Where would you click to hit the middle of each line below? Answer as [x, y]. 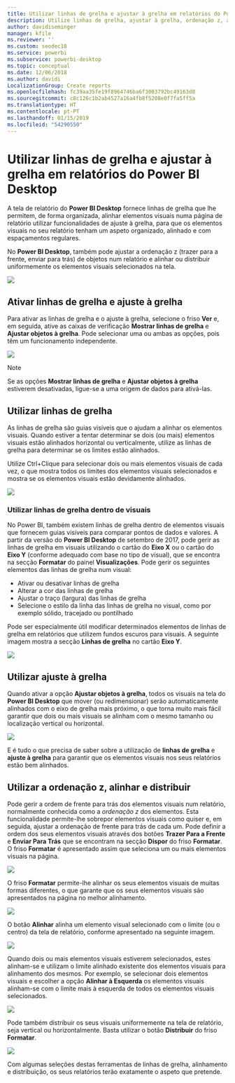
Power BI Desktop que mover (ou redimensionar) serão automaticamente [113, 701]
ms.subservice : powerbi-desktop [54, 60]
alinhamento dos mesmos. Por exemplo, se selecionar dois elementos [108, 973]
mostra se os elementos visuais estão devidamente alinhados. [97, 479]
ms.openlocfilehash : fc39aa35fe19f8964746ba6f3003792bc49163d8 [101, 92]
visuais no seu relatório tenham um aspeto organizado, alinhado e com [109, 231]
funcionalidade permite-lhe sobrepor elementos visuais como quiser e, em [115, 819]
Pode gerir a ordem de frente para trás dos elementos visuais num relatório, [116, 804]
